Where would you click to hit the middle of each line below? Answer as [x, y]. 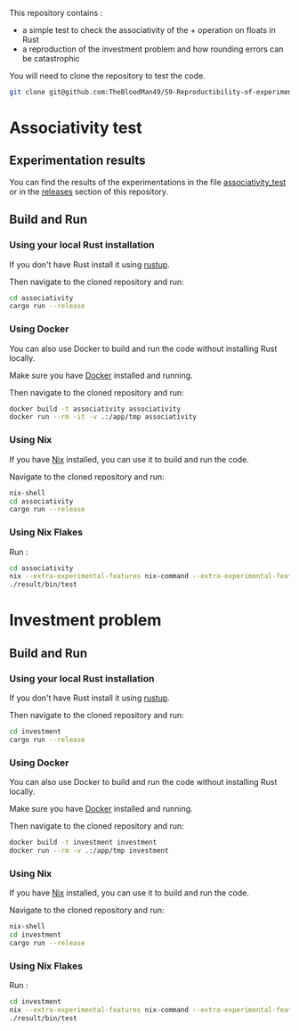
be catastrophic [51, 58]
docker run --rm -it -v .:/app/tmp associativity [103, 417]
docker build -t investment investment [83, 843]
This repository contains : [56, 13]
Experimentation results [77, 161]
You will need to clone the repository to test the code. [108, 76]
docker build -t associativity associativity [95, 409]
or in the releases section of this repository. [89, 192]
